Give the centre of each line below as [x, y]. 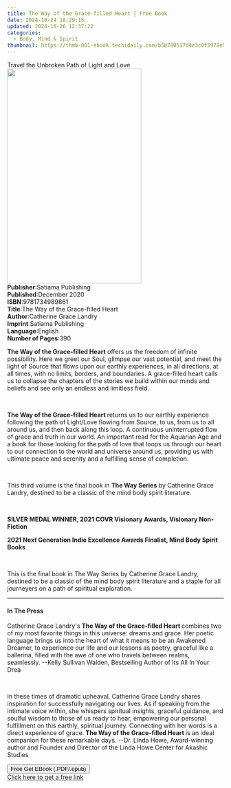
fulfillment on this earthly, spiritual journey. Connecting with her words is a [112, 725]
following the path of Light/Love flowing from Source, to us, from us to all [111, 422]
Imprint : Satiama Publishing [46, 324]
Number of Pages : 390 [39, 338]
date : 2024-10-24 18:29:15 [46, 20]
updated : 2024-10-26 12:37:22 [51, 26]
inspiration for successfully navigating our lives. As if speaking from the [109, 704]
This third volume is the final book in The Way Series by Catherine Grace [111, 485]
